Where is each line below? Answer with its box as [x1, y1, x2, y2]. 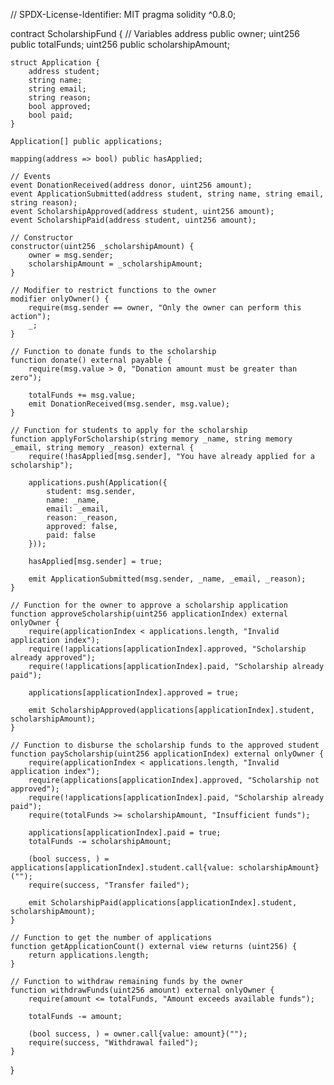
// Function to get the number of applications [10, 933, 213, 943]
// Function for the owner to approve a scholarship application [10, 600, 288, 610]
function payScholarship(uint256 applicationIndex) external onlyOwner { [10, 749, 325, 759]
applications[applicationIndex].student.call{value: [10, 863, 235, 873]
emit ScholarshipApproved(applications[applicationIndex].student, [28, 705, 315, 715]
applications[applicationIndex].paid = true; [28, 828, 222, 838]
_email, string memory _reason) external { [10, 443, 195, 453]
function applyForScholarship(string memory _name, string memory [10, 434, 293, 444]
